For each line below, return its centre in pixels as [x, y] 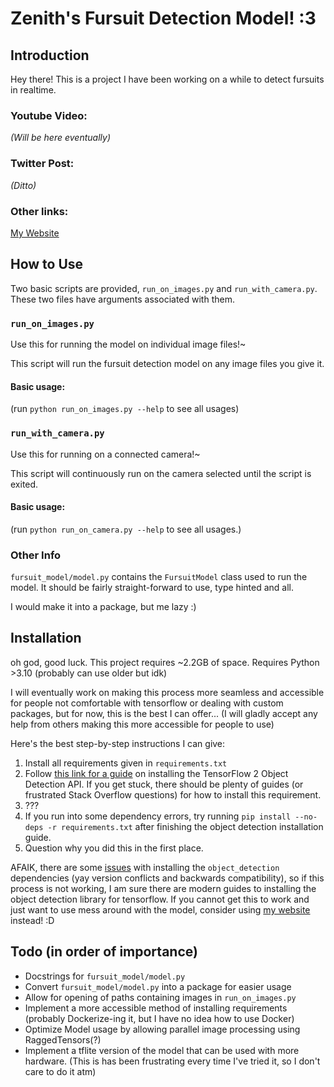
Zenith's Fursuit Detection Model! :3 [163, 18]
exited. [24, 484]
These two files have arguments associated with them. [122, 299]
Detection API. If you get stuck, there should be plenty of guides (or [164, 784]
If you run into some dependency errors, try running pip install [158, 816]
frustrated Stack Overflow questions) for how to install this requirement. [173, 794]
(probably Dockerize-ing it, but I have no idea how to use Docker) [159, 1018]
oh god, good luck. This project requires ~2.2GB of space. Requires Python [165, 662]
